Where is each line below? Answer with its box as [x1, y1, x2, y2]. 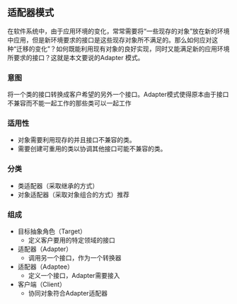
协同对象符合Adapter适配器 [28, 289, 108, 297]
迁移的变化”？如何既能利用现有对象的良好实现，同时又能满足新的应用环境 [16, 45, 230, 53]
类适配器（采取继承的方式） [17, 181, 99, 189]
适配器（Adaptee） [17, 262, 74, 271]
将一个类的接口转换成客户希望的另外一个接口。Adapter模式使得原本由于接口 [7, 90, 229, 99]
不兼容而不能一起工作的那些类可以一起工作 [7, 99, 132, 107]
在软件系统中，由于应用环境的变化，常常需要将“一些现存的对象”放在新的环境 [7, 27, 230, 35]
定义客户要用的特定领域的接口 [28, 236, 115, 244]
